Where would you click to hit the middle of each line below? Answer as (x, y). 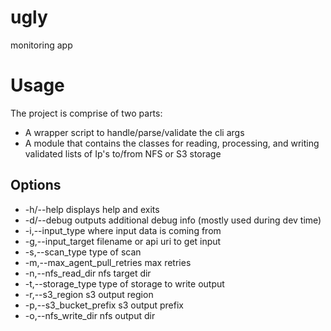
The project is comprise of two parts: (86, 113)
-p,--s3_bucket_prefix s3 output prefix (104, 305)
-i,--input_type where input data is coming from (123, 230)
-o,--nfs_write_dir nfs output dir (90, 315)
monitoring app (41, 45)
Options (36, 185)
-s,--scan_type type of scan (83, 252)
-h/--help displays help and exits (92, 209)
